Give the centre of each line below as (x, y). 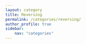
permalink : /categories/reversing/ (43, 19)
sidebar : (15, 29)
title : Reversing (24, 15)
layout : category (24, 10)
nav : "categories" (34, 33)
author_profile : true (28, 24)
